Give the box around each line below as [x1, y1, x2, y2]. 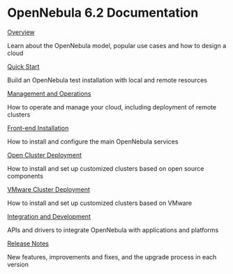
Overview [7, 28, 35, 36]
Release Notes [7, 239, 49, 248]
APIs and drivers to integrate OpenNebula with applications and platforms [7, 225, 219, 234]
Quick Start [7, 62, 40, 70]
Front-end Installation [7, 123, 69, 132]
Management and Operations [7, 89, 91, 98]
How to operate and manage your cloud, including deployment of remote [7, 102, 217, 111]
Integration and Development [7, 212, 91, 220]
